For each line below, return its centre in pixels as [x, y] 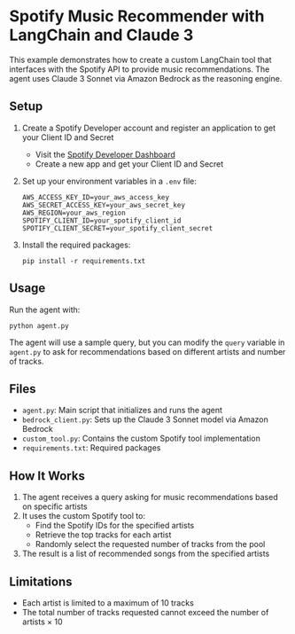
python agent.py [39, 325]
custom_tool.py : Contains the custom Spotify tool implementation [141, 438]
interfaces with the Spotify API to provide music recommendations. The [140, 69]
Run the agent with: [45, 309]
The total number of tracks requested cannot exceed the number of [145, 612]
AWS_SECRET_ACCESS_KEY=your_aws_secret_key [104, 205]
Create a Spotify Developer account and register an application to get [149, 128]
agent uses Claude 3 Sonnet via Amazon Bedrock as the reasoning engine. [146, 78]
